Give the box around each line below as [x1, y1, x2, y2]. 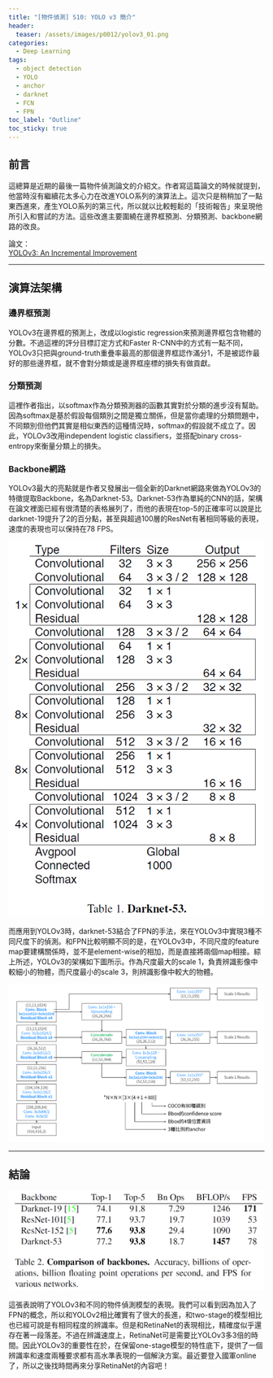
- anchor [15, 81, 45, 89]
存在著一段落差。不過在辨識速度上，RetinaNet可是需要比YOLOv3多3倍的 [8, 1330, 252, 1340]
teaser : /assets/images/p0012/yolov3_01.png [15, 30, 169, 38]
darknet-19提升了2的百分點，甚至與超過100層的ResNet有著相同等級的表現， [8, 514, 263, 524]
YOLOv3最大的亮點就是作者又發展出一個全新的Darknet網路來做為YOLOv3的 [8, 484, 262, 493]
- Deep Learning [15, 47, 71, 56]
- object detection [15, 65, 82, 73]
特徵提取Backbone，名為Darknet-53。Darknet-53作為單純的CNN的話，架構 [8, 493, 262, 503]
